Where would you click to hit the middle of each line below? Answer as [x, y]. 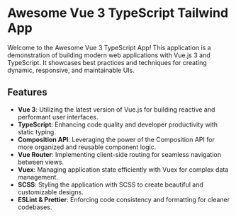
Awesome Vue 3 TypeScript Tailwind [118, 13]
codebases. [35, 207]
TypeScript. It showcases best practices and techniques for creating [107, 62]
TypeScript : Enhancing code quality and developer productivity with [118, 124]
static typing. [37, 131]
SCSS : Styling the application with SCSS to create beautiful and [111, 184]
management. [38, 177]
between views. [41, 162]
